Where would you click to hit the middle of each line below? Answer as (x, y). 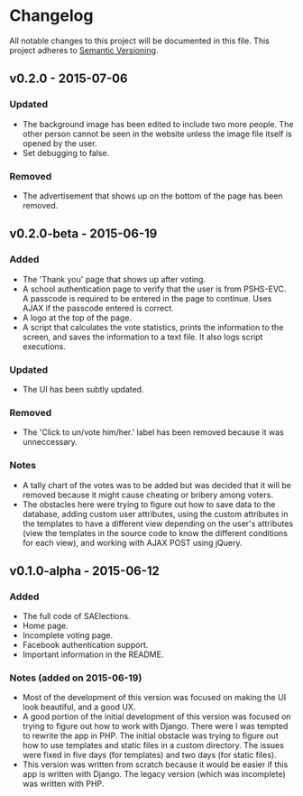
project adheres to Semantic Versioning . (84, 50)
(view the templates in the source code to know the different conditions (155, 532)
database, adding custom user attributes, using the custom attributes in (155, 514)
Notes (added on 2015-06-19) (76, 678)
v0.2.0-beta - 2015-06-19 (83, 234)
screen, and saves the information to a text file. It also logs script (142, 337)
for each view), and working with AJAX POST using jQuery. (132, 542)
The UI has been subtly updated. (83, 389)
